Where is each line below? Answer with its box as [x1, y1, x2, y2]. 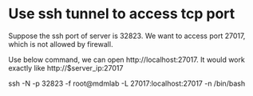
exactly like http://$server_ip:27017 [8, 63, 124, 72]
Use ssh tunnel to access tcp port [8, 5, 235, 23]
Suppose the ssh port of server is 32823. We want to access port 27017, [8, 31, 246, 40]
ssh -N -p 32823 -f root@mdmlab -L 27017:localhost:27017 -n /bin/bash [8, 79, 246, 88]
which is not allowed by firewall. [8, 39, 113, 48]
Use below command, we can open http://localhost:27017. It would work [8, 55, 245, 64]
